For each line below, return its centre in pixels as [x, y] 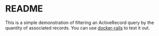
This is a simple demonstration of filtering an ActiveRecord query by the [80, 22]
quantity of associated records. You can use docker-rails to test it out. [77, 27]
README [24, 9]
